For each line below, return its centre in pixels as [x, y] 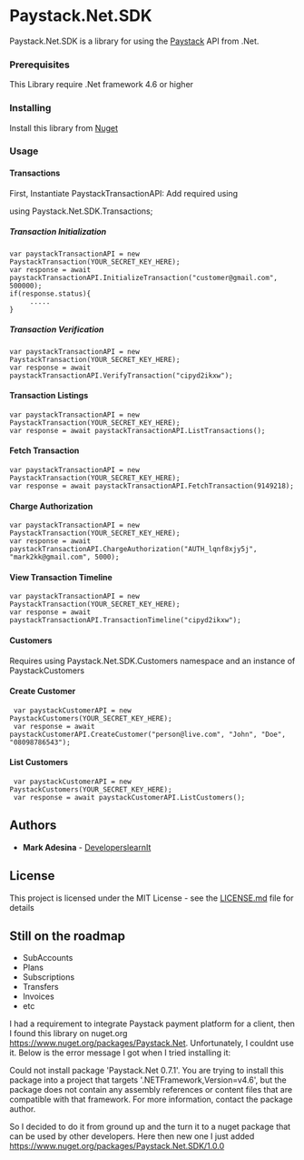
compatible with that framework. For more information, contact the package [151, 1099]
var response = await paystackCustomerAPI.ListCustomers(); [129, 798]
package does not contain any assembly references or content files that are [151, 1090]
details [22, 907]
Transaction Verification [57, 329]
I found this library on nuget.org [69, 1034]
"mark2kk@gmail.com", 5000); [64, 557]
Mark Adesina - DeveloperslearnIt [87, 847]
